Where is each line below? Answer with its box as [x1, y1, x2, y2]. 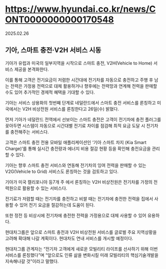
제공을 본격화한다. [14, 66, 49, 72]
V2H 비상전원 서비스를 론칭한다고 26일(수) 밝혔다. [22, 106, 119, 112]
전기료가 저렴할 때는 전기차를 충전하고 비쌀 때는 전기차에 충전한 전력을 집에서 [5, 196, 154, 202]
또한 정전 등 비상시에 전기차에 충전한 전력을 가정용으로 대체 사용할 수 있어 [5, 212, 147, 218]
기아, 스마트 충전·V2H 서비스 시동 [5, 46, 102, 54]
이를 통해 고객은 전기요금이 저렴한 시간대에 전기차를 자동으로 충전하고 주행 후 [5, 77, 154, 83]
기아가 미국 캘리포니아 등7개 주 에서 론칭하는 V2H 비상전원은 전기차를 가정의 [5, 179, 153, 185]
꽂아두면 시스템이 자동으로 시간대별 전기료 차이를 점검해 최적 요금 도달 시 [5, 122, 145, 128]
